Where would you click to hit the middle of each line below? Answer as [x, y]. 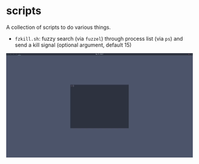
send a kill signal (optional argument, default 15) [73, 45]
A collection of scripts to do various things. [59, 27]
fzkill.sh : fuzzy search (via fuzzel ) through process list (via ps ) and [99, 38]
